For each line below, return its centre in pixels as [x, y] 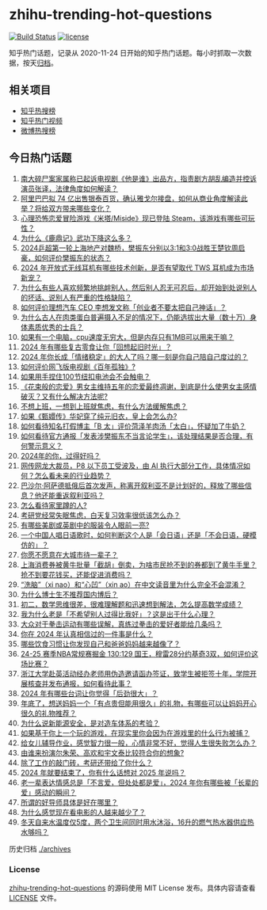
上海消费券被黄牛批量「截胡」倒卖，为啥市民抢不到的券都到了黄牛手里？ [138, 565]
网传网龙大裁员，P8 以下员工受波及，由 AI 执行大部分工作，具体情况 [132, 466]
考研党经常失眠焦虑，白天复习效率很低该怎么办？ [100, 515]
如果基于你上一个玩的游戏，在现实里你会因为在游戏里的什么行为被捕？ [135, 733]
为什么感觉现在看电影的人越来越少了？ [83, 812]
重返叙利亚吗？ [80, 495]
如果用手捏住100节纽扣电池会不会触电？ [86, 376]
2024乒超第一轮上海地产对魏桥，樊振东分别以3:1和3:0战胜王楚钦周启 [133, 248]
